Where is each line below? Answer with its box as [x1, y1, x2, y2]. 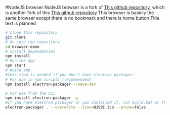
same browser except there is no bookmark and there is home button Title [5, 15, 160, 21]
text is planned [5, 20, 36, 26]
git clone [5, 35, 26, 40]
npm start [5, 63, 26, 68]
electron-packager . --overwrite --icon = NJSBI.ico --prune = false [5, 105, 146, 110]
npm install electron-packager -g [5, 95, 78, 100]
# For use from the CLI [5, 91, 56, 96]
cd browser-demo [5, 44, 39, 49]
